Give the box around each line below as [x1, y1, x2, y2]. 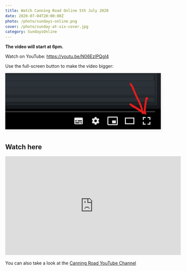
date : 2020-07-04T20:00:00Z [5, 13, 64, 19]
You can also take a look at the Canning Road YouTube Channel [5, 260, 136, 266]
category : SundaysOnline [5, 29, 57, 35]
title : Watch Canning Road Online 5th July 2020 [5, 8, 109, 13]
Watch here [5, 143, 42, 151]
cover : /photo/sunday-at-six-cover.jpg [5, 24, 89, 29]
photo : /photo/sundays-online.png [5, 19, 78, 24]
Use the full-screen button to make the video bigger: [5, 63, 114, 69]
